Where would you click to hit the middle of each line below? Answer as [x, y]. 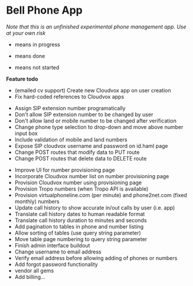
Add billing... [30, 277]
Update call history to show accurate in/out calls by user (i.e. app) [95, 207]
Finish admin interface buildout [52, 245]
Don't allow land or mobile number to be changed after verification [96, 120]
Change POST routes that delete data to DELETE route [81, 158]
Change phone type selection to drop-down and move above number [99, 127]
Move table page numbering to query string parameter [81, 239]
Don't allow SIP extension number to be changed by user [84, 114]
